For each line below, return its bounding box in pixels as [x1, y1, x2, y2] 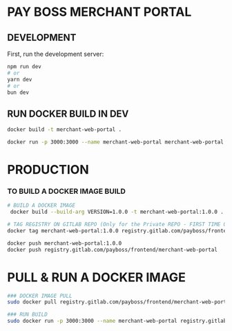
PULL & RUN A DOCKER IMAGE [7, 270, 186, 285]
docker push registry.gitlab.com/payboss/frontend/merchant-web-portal [7, 246, 217, 253]
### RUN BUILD [7, 311, 48, 318]
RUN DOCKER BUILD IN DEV [7, 108, 129, 119]
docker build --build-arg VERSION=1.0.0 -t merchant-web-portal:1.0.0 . [10, 208, 224, 216]
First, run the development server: [7, 50, 104, 58]
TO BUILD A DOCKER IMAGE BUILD [7, 187, 126, 197]
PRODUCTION [7, 162, 89, 178]
